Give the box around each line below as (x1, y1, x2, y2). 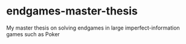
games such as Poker (6, 30, 60, 37)
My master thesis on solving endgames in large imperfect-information (6, 24, 180, 31)
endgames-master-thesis (6, 4, 138, 18)
